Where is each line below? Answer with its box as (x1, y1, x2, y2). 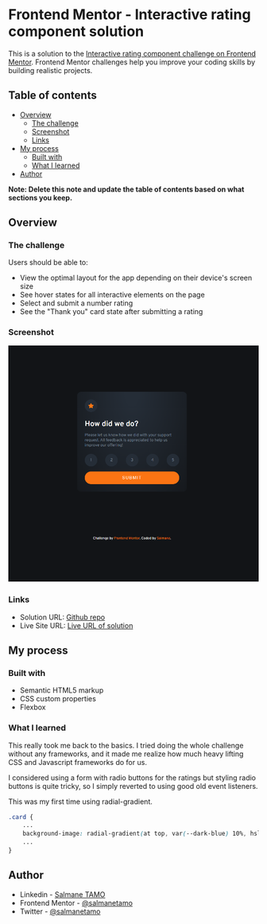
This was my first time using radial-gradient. (8, 797, 153, 806)
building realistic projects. (8, 65, 93, 75)
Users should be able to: (8, 258, 89, 267)
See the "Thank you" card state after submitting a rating (19, 307, 203, 316)
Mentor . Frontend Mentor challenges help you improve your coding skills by (8, 57, 256, 67)
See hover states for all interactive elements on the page (19, 290, 205, 300)
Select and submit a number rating (19, 298, 133, 308)
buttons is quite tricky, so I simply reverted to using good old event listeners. (8, 781, 258, 790)
